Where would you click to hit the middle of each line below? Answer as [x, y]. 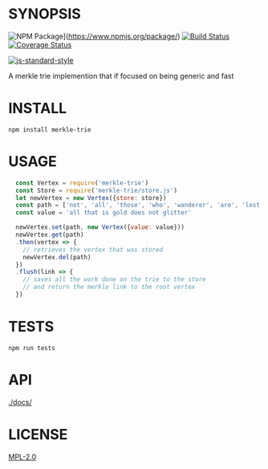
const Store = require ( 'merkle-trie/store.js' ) [97, 190]
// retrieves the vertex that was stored [93, 250]
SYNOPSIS [45, 14]
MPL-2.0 [22, 457]
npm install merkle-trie [50, 129]
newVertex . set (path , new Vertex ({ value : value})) [100, 227]
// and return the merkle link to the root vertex [109, 287]
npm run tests [32, 348]
